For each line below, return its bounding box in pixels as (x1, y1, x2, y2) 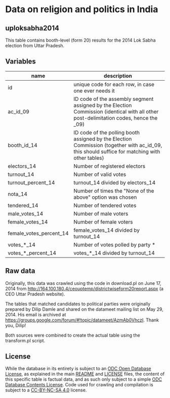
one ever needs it (73, 87, 115, 94)
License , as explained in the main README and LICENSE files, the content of (5, 371, 165, 377)
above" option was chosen (73, 194, 137, 201)
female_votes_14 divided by (73, 227, 140, 234)
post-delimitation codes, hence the (73, 114, 158, 121)
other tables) (73, 154, 104, 161)
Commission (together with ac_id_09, (73, 141, 162, 149)
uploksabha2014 (5, 24, 60, 32)
